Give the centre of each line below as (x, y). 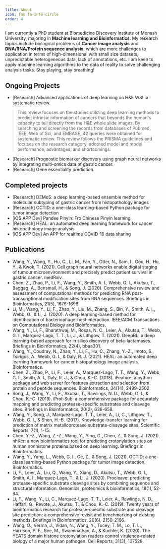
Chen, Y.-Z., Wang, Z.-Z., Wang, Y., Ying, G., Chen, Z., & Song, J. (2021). (86, 435)
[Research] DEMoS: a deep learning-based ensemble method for (79, 197)
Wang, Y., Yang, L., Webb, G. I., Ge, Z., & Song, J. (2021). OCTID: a (80, 457)
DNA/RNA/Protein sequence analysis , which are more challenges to (76, 49)
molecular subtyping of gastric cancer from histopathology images (81, 202)
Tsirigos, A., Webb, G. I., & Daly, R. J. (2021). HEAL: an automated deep (84, 356)
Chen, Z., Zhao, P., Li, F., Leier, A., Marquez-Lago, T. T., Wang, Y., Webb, (86, 372)
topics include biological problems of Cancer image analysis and (72, 44)
